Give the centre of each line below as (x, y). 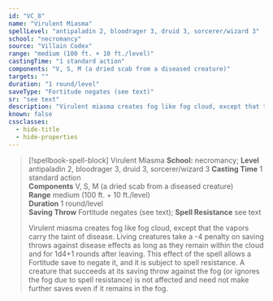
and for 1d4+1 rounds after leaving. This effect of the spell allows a (140, 254)
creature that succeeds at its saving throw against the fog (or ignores (144, 271)
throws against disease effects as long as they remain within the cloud (146, 245)
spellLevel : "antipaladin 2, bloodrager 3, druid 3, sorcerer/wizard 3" (134, 31)
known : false (30, 115)
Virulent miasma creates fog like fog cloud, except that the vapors (139, 228)
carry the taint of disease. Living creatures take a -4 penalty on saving (146, 236)
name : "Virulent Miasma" (50, 24)
